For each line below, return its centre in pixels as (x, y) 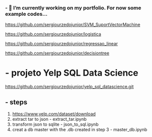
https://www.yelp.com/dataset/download (54, 114)
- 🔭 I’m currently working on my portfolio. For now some (73, 8)
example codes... (26, 14)
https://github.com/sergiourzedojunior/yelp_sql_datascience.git (70, 87)
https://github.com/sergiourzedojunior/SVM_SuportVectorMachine (73, 25)
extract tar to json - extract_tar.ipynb (49, 119)
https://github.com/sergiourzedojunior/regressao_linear (62, 44)
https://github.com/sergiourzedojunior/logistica (53, 34)
